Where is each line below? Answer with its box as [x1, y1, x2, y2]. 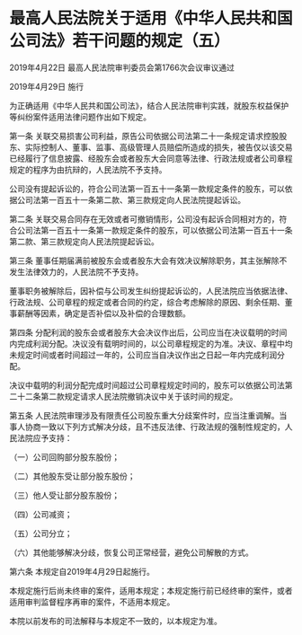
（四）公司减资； [9, 508, 73, 519]
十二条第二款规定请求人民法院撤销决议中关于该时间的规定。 [16, 391, 238, 401]
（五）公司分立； [9, 527, 73, 539]
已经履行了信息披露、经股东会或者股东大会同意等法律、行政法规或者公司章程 [9, 153, 293, 163]
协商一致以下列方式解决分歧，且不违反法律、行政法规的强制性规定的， [24, 421, 285, 432]
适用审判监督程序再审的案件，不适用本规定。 [9, 596, 175, 607]
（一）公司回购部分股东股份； [9, 451, 120, 463]
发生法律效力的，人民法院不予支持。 [9, 266, 144, 277]
